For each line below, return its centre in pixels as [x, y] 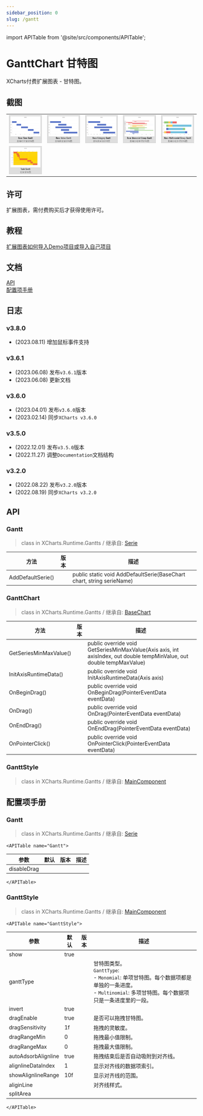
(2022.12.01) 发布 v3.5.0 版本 [50, 447]
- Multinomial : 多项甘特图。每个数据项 [141, 992]
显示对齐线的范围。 [117, 1075]
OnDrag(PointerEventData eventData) [134, 714]
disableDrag [24, 868]
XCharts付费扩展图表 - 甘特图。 [46, 81]
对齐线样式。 [109, 1085]
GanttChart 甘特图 [52, 63]
